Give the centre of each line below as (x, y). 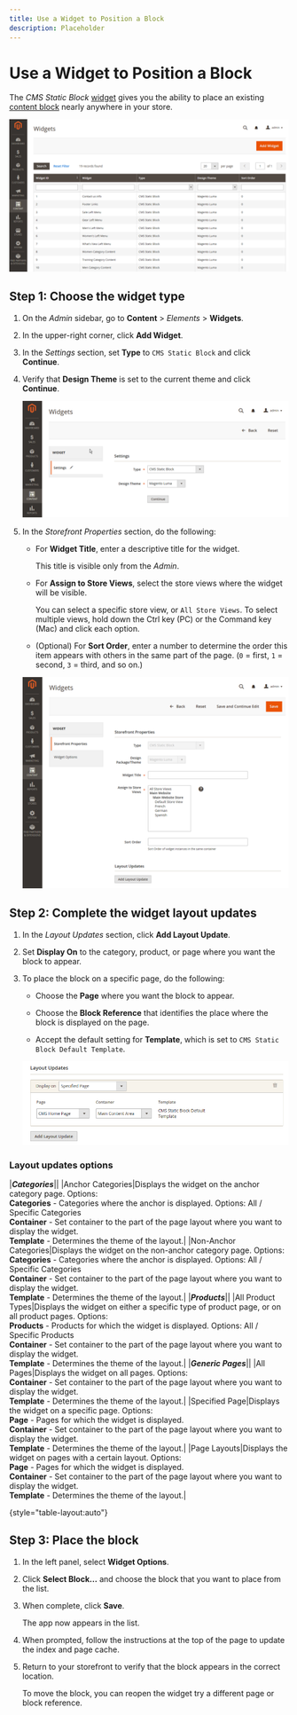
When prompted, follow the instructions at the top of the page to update (153, 1640)
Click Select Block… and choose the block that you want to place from (151, 1578)
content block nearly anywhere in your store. (91, 107)
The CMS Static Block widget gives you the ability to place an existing (137, 98)
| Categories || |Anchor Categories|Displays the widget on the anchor (134, 1184)
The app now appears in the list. (81, 1623)
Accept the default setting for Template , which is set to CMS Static (157, 1039)
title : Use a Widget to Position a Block (87, 19)
